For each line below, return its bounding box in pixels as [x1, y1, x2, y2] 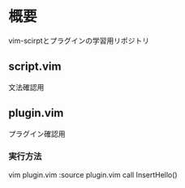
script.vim [8, 60, 62, 74]
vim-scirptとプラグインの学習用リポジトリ [8, 36, 150, 45]
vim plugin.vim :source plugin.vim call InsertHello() [8, 169, 178, 179]
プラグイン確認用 [8, 129, 66, 139]
